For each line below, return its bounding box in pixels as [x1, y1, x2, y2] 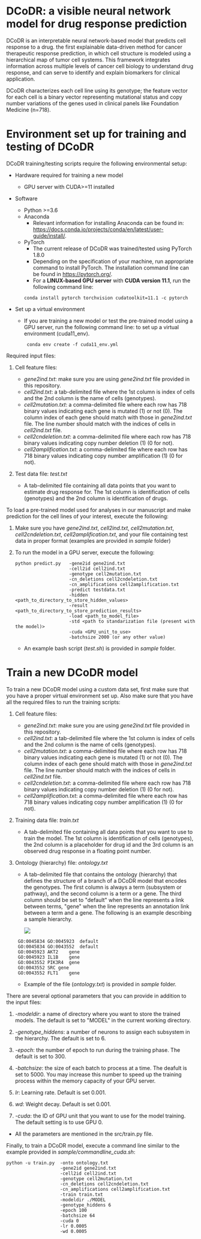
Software [14, 194, 38, 202]
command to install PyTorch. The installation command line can [32, 264, 190, 271]
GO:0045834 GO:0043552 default [17, 944, 99, 950]
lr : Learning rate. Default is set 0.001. [14, 1089, 106, 1096]
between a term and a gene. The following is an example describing [23, 909, 192, 916]
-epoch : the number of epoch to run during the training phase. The [14, 1046, 181, 1054]
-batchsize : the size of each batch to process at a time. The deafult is [14, 1064, 187, 1072]
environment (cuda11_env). [23, 330, 90, 337]
